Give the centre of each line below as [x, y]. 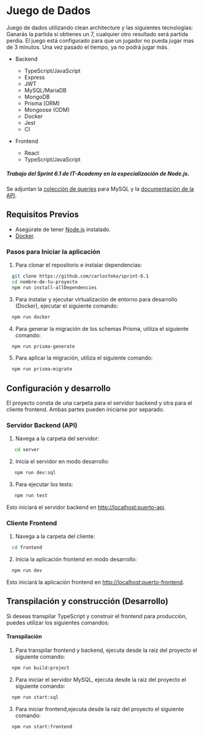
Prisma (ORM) [42, 103]
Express [35, 77]
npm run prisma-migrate [42, 369]
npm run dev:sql [35, 473]
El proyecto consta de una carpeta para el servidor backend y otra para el [99, 403]
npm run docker [31, 317]
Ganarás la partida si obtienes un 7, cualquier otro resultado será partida [97, 34]
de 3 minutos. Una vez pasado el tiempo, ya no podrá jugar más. [88, 47]
